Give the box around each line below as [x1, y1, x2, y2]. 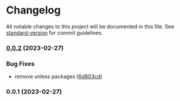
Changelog [6, 4, 61, 17]
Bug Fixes [6, 59, 35, 68]
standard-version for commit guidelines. [6, 29, 103, 36]
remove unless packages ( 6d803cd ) [14, 73, 103, 80]
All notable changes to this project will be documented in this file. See [6, 23, 175, 30]
